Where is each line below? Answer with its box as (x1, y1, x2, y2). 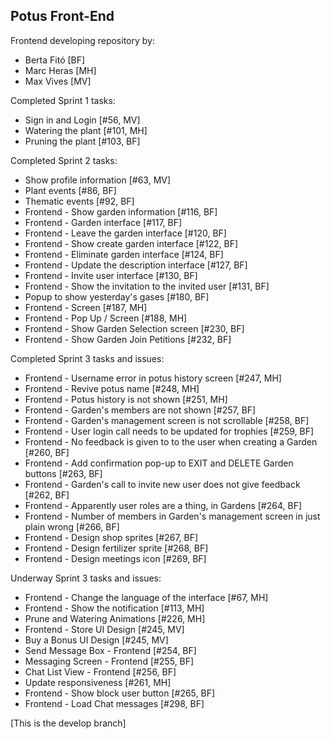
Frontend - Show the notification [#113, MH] (24, 602, 205, 614)
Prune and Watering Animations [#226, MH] (24, 612, 206, 624)
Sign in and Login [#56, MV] (24, 114, 141, 126)
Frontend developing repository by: (10, 34, 155, 46)
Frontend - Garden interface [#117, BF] (24, 216, 183, 228)
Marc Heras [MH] (24, 64, 97, 76)
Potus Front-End (10, 8, 115, 25)
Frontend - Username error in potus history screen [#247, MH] (24, 372, 282, 384)
